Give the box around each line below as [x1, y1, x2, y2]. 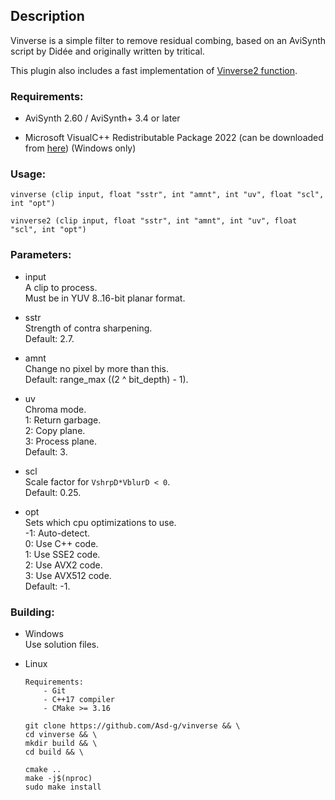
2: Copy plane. [24, 424, 86, 436]
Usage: [10, 167, 47, 181]
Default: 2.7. [24, 332, 75, 344]
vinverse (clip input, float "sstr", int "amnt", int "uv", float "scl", [10, 190, 325, 200]
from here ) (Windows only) [24, 142, 137, 154]
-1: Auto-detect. [24, 527, 91, 539]
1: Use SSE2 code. [24, 548, 101, 560]
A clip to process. [24, 281, 98, 293]
